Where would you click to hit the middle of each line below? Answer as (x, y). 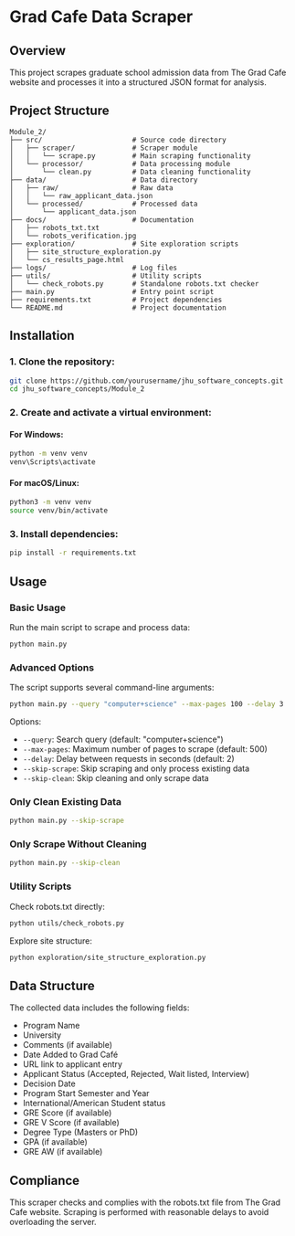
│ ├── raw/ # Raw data (91, 188)
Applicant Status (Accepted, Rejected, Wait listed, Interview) (136, 1074)
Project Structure (59, 111)
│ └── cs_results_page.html (67, 259)
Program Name (51, 1026)
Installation (42, 336)
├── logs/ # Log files (94, 268)
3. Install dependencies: (64, 534)
